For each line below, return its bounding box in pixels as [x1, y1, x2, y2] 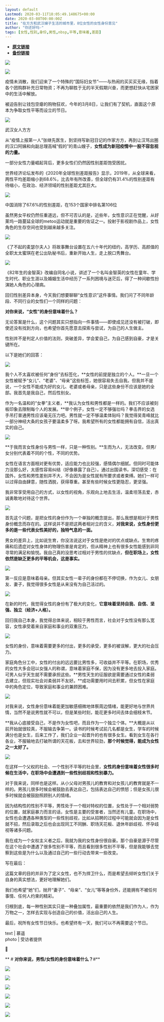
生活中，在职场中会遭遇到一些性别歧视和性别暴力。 [13, 770, 116, 776]
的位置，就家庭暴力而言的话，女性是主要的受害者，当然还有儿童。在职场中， [5, 809, 159, 815]
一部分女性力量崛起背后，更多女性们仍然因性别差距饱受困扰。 [5, 160, 129, 165]
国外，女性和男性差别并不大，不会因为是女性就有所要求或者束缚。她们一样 [5, 473, 155, 478]
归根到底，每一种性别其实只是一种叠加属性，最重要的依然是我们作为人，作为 [5, 903, 159, 909]
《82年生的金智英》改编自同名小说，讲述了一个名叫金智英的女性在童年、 [5, 269, 152, 275]
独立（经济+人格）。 [13, 607, 53, 613]
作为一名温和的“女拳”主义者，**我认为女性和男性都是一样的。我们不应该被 [5, 400, 155, 406]
